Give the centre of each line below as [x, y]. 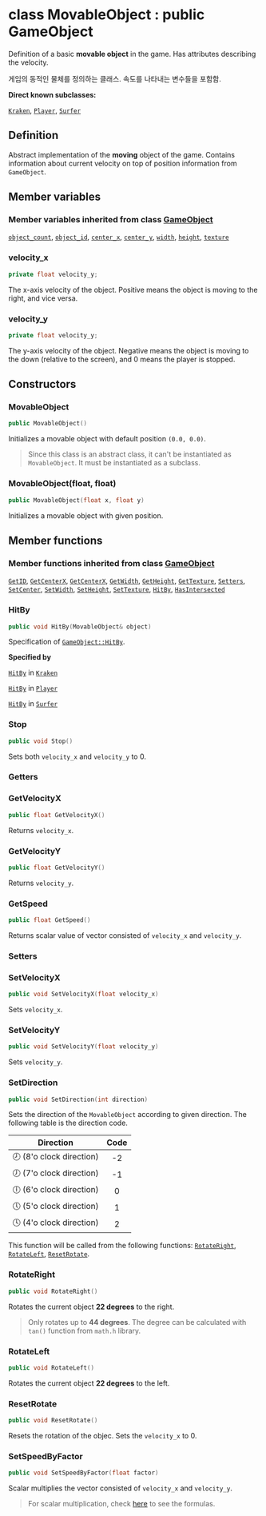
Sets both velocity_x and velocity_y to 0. [77, 756]
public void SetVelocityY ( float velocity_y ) [83, 1047]
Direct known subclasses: [52, 94]
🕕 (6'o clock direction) [56, 1190]
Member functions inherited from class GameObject [111, 563]
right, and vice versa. [43, 298]
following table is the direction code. [68, 1123]
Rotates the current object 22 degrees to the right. [91, 1307]
